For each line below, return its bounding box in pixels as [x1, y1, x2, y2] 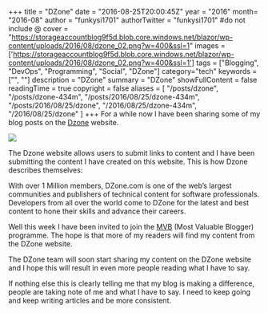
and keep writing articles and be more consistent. [8, 296, 172, 305]
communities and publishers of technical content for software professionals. [8, 189, 260, 199]
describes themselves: [8, 165, 83, 175]
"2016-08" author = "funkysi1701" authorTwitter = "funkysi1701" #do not [8, 15, 246, 25]
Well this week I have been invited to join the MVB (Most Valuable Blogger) [8, 222, 254, 231]
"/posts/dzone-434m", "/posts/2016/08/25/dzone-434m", [8, 92, 200, 101]
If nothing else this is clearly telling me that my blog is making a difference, [8, 278, 254, 288]
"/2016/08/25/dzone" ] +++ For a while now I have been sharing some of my [8, 109, 261, 119]
